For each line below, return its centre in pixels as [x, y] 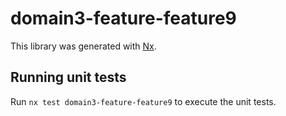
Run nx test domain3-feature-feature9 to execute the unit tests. [143, 101]
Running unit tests [68, 77]
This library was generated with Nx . [83, 46]
